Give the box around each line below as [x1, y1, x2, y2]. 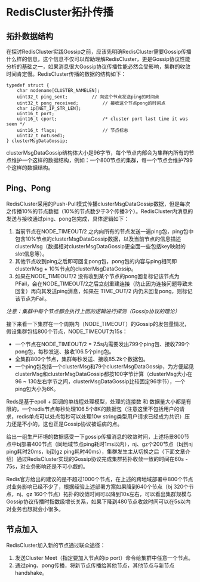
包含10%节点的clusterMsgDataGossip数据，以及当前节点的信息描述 [14, 235, 181, 242]
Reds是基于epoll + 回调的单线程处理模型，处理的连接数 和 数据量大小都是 [6, 398, 186, 405]
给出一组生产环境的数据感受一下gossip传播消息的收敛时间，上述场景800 [6, 433, 184, 440]
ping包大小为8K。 [14, 385, 59, 392]
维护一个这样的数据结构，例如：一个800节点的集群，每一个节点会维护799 [11, 156, 193, 164]
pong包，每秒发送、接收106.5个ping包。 [14, 347, 115, 355]
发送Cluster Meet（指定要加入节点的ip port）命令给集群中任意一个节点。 [14, 554, 194, 561]
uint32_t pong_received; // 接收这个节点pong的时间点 [17, 100, 166, 106]
